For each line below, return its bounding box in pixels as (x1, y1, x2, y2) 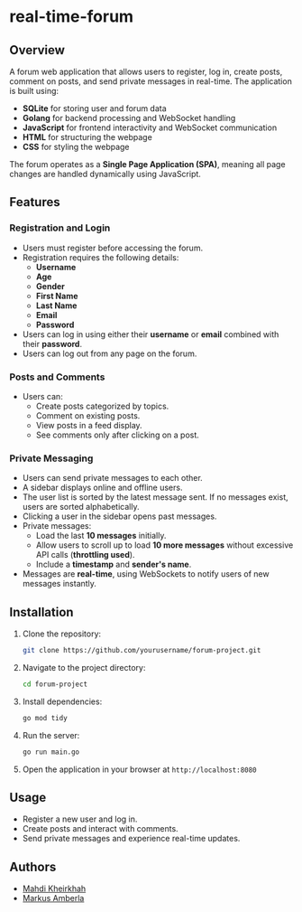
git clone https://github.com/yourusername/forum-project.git (22, 646, 261, 655)
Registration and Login (9, 221, 111, 234)
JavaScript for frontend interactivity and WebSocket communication (22, 122, 278, 133)
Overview (9, 42, 66, 58)
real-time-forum (9, 6, 133, 27)
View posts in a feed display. (35, 419, 142, 430)
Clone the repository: (22, 628, 102, 639)
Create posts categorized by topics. (35, 400, 169, 411)
